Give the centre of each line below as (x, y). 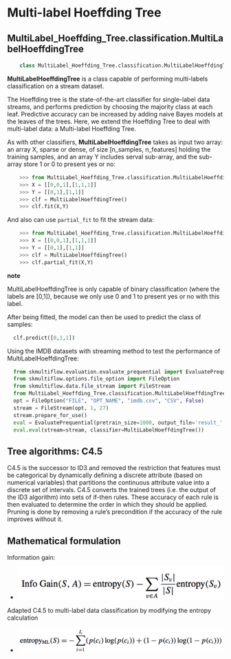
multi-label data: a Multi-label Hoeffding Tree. (71, 128)
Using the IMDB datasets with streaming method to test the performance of (114, 351)
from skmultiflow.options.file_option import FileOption (97, 379)
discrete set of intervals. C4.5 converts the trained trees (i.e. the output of (112, 490)
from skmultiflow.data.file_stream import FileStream (92, 386)
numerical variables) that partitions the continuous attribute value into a (108, 483)
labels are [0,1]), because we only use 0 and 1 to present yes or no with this (113, 296)
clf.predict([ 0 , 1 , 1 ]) (44, 338)
